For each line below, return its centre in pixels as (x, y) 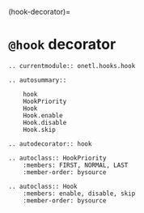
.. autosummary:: (38, 80)
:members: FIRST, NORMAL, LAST (76, 165)
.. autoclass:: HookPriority (57, 158)
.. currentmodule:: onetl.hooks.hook (72, 66)
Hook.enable (43, 115)
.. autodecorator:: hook (50, 144)
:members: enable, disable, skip (79, 194)
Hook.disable (45, 122)
